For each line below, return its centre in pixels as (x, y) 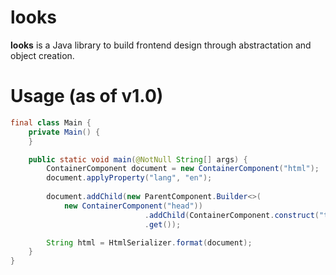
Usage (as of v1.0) (87, 96)
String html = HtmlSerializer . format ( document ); (149, 242)
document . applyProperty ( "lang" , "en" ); (129, 178)
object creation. (42, 55)
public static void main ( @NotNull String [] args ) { (138, 159)
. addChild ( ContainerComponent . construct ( (232, 215)
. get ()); (163, 224)
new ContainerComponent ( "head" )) (133, 206)
